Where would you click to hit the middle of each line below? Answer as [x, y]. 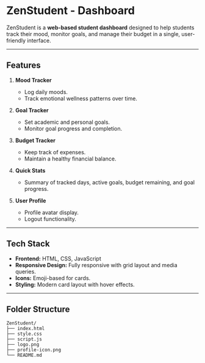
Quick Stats [30, 170]
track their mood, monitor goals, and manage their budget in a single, [93, 34]
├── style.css [24, 334]
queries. [26, 271]
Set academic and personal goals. [67, 122]
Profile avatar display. [52, 212]
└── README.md [24, 355]
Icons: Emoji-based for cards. [53, 278]
